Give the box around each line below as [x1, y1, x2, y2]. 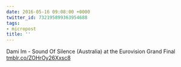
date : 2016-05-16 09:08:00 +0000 [6, 8, 91, 15]
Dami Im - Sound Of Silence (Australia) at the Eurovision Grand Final [6, 48, 176, 55]
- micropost [6, 25, 36, 32]
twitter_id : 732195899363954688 [6, 14, 87, 21]
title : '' [6, 31, 31, 37]
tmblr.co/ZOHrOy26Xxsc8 [6, 54, 71, 62]
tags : [6, 20, 20, 26]
